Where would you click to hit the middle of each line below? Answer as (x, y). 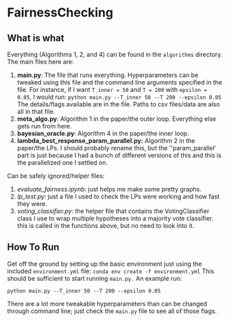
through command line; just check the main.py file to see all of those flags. (112, 311)
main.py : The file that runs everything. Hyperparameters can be (108, 75)
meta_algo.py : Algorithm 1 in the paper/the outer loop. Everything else (117, 119)
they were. (32, 204)
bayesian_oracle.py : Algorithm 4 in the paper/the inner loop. (103, 133)
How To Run (33, 248)
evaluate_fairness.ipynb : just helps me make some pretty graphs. (109, 189)
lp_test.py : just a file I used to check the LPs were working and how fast (118, 196)
